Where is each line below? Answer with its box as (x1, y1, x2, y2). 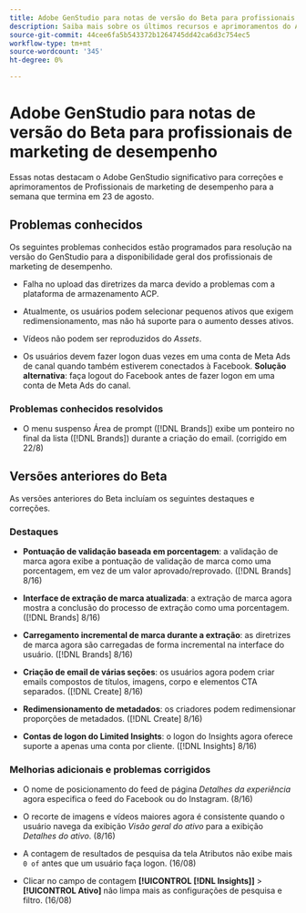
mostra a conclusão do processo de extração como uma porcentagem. (22, 603, 290, 614)
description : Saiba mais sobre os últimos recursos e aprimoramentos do (9, 22, 291, 31)
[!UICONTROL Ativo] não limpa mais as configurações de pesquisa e (22, 885, 282, 897)
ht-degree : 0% (9, 56, 64, 65)
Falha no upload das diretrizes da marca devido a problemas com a (22, 279, 276, 289)
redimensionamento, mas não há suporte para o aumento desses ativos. (22, 315, 294, 326)
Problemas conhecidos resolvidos (9, 402, 164, 415)
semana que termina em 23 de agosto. (9, 190, 155, 201)
